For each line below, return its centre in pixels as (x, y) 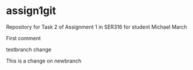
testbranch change (29, 49)
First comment (23, 38)
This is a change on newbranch (44, 61)
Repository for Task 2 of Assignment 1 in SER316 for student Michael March (97, 27)
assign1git (31, 11)
